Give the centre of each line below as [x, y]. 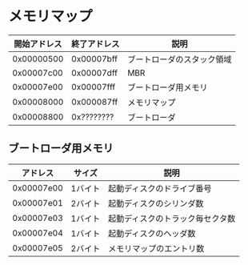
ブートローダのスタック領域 [180, 59]
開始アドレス [38, 43]
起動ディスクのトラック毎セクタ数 [172, 219]
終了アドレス [96, 43]
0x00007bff [95, 58]
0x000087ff [95, 102]
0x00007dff [95, 73]
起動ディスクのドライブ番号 [160, 188]
